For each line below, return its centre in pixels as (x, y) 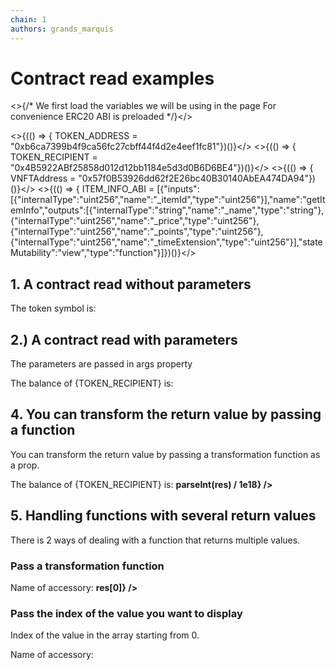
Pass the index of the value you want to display (126, 613)
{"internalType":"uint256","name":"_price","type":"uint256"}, (135, 221)
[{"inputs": (178, 189)
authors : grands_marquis (62, 29)
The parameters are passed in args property (101, 364)
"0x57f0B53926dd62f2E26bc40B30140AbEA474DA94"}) (197, 178)
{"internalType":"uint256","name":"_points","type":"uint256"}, (137, 232)
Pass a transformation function (87, 566)
